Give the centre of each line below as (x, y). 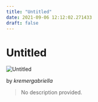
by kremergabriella (30, 81)
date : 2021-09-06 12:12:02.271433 (49, 17)
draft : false (22, 23)
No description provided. (51, 92)
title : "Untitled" (29, 12)
